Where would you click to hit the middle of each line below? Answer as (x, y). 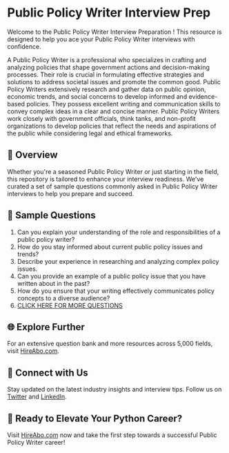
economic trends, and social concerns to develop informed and (97, 96)
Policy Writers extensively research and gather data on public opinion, (107, 89)
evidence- (203, 96)
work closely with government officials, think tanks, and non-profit (102, 118)
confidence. (24, 46)
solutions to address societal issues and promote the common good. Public (114, 81)
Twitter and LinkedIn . (37, 397)
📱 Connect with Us (48, 373)
